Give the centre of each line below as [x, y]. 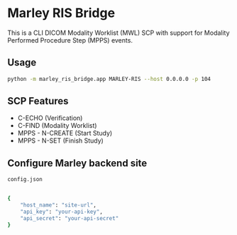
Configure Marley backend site [77, 163]
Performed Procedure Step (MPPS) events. [70, 40]
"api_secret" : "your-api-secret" [70, 218]
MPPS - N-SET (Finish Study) [61, 141]
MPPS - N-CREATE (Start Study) [65, 133]
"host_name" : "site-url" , [59, 205]
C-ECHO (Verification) [50, 118]
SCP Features [38, 101]
